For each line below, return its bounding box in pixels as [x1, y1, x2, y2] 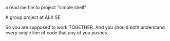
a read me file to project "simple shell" [5, 5, 86, 10]
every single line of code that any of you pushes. [5, 30, 109, 35]
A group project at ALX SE [5, 14, 61, 20]
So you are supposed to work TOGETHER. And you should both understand [5, 24, 165, 30]
